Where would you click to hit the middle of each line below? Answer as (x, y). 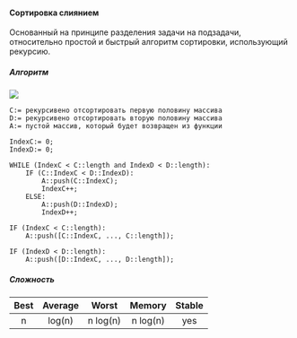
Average (60, 306)
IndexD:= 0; (31, 150)
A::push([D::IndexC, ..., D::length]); (100, 260)
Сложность (32, 279)
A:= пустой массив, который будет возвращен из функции (116, 126)
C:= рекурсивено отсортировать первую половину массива (116, 111)
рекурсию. (30, 52)
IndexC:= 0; (31, 142)
